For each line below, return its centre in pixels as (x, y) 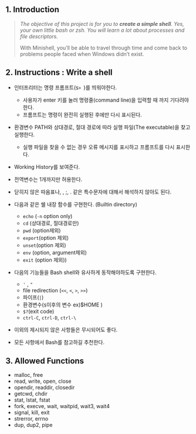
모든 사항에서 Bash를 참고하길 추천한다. (59, 342)
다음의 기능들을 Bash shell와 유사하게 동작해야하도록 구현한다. (85, 272)
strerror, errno (31, 419)
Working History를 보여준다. (47, 166)
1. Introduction (32, 10)
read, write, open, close (43, 381)
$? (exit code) (38, 311)
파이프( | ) (33, 297)
